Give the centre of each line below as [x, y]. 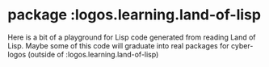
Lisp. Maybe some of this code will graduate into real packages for [118, 45]
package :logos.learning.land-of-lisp [134, 15]
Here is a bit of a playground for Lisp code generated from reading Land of [132, 37]
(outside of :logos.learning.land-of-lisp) [93, 54]
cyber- [242, 45]
